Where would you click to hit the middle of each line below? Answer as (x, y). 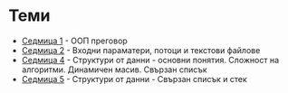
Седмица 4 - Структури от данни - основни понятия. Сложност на (150, 60)
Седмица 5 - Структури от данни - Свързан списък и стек (134, 79)
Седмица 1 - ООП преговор (74, 41)
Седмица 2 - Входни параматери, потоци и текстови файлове (141, 50)
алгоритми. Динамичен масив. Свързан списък (114, 70)
